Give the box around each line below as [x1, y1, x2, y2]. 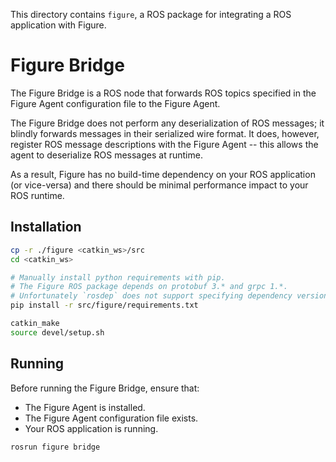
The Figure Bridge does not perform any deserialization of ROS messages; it [10, 117, 325, 129]
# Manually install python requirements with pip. [10, 272, 226, 283]
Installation [10, 219, 82, 236]
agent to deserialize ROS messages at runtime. [10, 149, 203, 161]
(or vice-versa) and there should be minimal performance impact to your [10, 179, 309, 191]
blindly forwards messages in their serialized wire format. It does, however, [10, 127, 320, 139]
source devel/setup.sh [10, 327, 105, 338]
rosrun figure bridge [10, 442, 101, 452]
